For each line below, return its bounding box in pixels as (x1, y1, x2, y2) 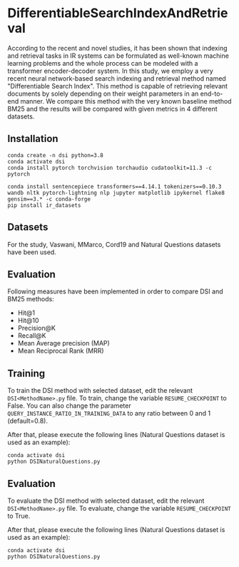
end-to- (200, 89, 223, 98)
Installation (7, 133, 59, 145)
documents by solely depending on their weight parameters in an (7, 89, 199, 98)
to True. (7, 512, 31, 520)
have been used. (7, 248, 57, 256)
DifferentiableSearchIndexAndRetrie (7, 5, 228, 21)
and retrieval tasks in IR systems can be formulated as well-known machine (7, 51, 230, 60)
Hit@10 (17, 316, 39, 325)
